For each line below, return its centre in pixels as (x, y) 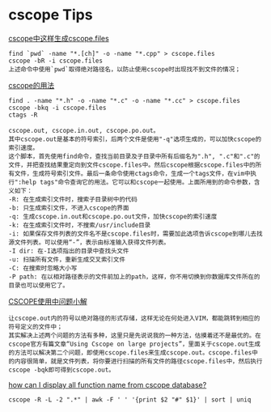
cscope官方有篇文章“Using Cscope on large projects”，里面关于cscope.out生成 (135, 344)
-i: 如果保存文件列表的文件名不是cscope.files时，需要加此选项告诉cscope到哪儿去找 (135, 234)
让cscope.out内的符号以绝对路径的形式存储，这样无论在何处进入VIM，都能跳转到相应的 (134, 318)
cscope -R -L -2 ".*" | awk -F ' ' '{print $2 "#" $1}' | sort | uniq (130, 399)
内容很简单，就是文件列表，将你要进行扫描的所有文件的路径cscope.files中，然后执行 (138, 361)
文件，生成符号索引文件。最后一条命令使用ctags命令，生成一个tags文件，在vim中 (132, 173)
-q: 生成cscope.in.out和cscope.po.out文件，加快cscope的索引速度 (113, 216)
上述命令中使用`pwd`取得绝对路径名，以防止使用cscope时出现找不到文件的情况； (125, 69)
